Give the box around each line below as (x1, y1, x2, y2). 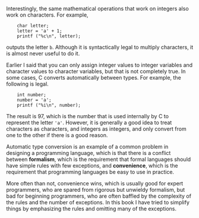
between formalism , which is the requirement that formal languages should (6, 156, 191, 163)
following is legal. (6, 80, 49, 87)
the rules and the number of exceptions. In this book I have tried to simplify (6, 199, 190, 206)
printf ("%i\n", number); (17, 102, 81, 108)
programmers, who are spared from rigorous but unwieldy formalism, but (6, 187, 185, 193)
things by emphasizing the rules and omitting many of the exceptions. (6, 205, 177, 212)
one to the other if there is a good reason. (6, 132, 108, 138)
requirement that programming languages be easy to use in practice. (6, 169, 174, 175)
